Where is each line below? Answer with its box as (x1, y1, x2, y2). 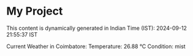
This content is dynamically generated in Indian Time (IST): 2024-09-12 (6, 24, 187, 32)
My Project (6, 4, 63, 18)
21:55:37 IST (6, 30, 38, 38)
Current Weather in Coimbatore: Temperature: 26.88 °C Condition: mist (6, 43, 186, 50)
